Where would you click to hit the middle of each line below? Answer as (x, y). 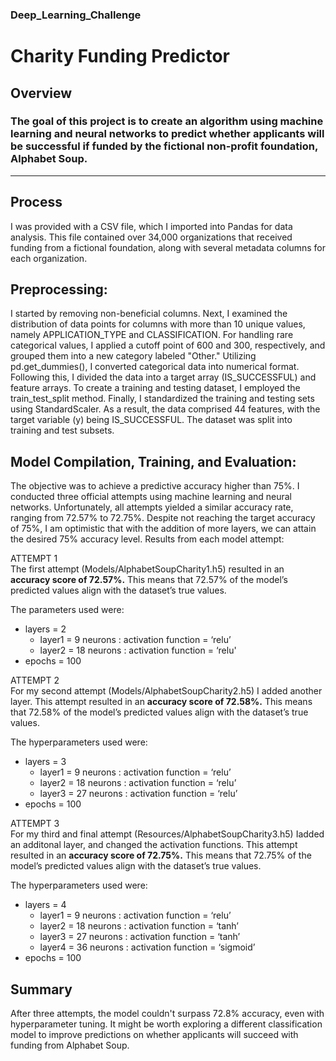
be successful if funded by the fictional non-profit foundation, (164, 146)
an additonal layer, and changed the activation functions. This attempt (154, 845)
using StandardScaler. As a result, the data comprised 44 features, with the (165, 409)
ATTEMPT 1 (34, 559)
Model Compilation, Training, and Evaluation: (153, 461)
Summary (41, 989)
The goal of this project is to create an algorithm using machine (167, 121)
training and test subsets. (62, 430)
